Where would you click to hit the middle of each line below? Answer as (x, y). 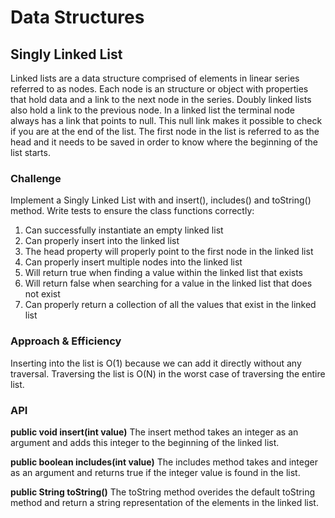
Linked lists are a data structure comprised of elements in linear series (155, 78)
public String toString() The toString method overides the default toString (163, 492)
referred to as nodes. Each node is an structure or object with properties (159, 89)
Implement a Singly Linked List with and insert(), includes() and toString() (161, 200)
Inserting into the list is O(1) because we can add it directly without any (156, 363)
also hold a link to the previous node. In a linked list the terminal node (152, 110)
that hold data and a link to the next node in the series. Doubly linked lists (161, 99)
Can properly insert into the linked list (102, 241)
